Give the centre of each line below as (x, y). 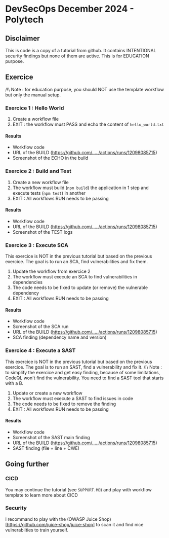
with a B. (14, 383)
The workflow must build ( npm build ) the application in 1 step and (81, 188)
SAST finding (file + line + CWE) (46, 448)
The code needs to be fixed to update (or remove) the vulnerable (80, 288)
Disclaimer (23, 38)
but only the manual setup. (33, 95)
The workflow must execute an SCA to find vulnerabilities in (75, 277)
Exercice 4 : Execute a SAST (40, 350)
